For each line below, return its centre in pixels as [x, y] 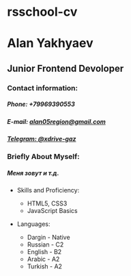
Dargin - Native [48, 238]
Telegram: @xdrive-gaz [42, 139]
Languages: [33, 224]
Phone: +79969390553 [41, 104]
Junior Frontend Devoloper [65, 68]
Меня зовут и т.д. [33, 173]
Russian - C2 [45, 244]
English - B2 [44, 252]
